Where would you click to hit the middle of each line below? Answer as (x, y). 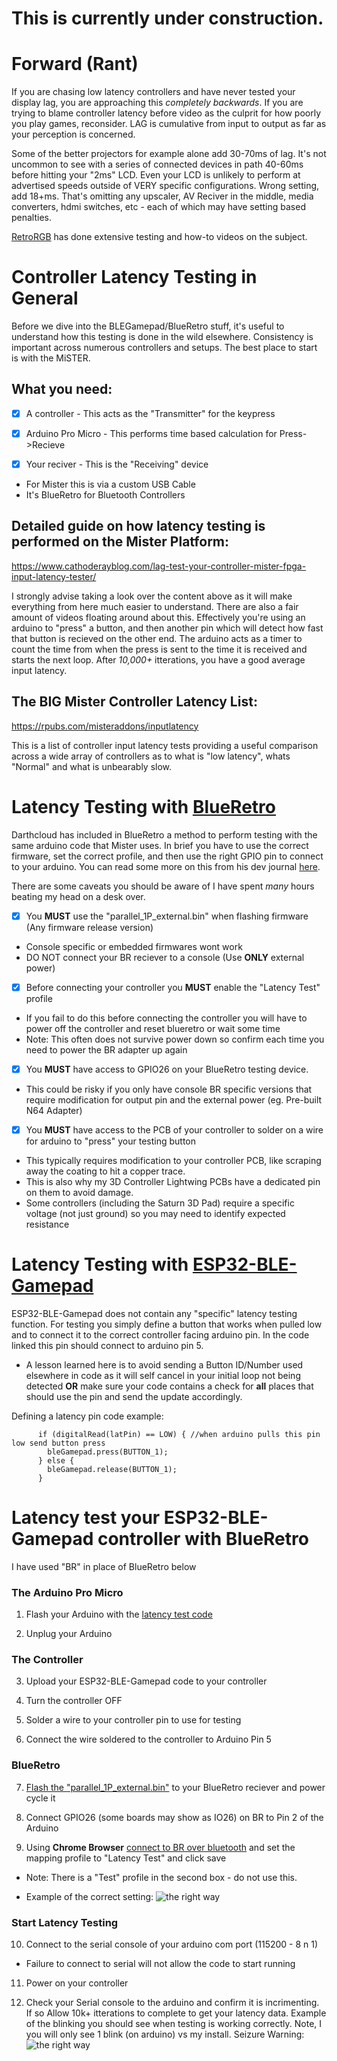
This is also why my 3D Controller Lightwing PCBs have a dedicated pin (173, 1181)
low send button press (58, 1443)
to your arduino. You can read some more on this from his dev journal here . (166, 866)
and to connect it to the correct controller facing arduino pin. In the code (160, 1334)
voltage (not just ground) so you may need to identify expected (155, 1213)
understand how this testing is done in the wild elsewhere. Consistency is (162, 337)
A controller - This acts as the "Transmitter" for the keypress (150, 413)
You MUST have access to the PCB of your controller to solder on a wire (174, 1129)
